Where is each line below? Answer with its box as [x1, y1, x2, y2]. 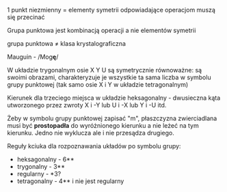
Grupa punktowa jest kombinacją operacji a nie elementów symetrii [7, 27, 196, 34]
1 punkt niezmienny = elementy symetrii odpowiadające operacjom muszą [7, 6, 215, 14]
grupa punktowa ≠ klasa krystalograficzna [7, 40, 126, 47]
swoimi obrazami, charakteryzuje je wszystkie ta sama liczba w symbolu [7, 73, 211, 81]
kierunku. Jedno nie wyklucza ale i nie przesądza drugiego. [7, 129, 174, 137]
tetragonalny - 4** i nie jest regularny [16, 177, 124, 185]
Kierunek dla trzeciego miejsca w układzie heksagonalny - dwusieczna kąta [7, 94, 221, 102]
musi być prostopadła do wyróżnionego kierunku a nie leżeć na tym [7, 122, 200, 129]
